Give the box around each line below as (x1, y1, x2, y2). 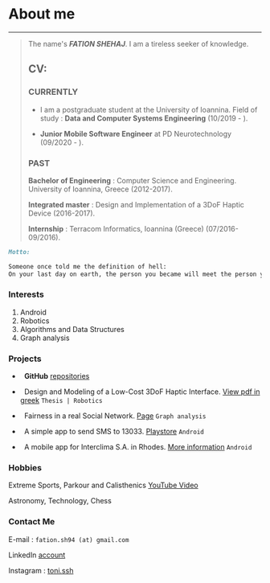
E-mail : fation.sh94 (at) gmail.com (8, 534, 129, 544)
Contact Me (8, 516, 55, 528)
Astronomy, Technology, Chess (8, 496, 112, 506)
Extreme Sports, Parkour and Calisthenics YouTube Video (8, 480, 198, 491)
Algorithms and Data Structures (19, 324, 125, 334)
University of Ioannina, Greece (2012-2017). (27, 184, 173, 194)
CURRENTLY (27, 86, 79, 97)
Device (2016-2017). (27, 208, 96, 218)
